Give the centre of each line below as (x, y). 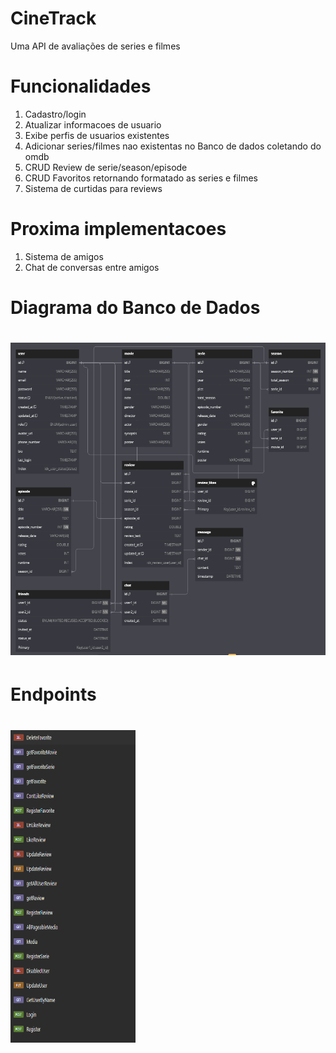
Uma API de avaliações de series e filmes (95, 46)
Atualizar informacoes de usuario (93, 124)
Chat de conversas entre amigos (92, 267)
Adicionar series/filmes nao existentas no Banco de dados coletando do (173, 146)
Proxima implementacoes (118, 229)
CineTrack (53, 18)
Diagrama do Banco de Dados (135, 308)
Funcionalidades (81, 86)
